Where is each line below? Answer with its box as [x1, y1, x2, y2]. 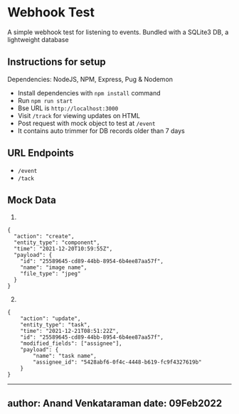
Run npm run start [17, 96, 73, 105]
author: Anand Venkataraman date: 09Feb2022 [7, 397, 223, 409]
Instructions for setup [7, 56, 107, 68]
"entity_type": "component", [14, 239, 100, 246]
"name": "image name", [20, 264, 87, 271]
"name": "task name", [33, 353, 97, 360]
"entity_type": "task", [20, 322, 91, 329]
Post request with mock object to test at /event [17, 119, 156, 127]
